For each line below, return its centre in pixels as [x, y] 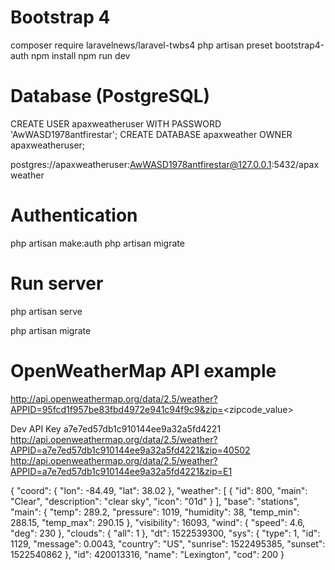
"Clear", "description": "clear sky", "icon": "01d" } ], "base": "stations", [155, 501]
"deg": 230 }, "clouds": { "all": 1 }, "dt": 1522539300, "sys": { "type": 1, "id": [165, 533]
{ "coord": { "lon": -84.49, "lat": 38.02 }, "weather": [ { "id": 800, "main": [159, 490]
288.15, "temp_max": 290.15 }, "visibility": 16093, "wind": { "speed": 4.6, [158, 522]
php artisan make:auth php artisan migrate [97, 243]
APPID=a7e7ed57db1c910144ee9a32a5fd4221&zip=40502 [130, 450]
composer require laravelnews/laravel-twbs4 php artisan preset [141, 45]
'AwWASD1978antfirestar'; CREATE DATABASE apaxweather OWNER [151, 134]
